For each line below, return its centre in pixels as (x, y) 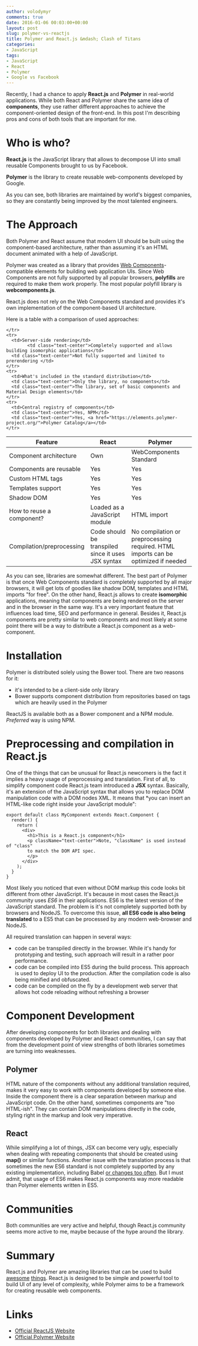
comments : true (25, 17)
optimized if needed (159, 561)
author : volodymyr (29, 11)
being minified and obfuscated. (52, 979)
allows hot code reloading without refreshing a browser (82, 992)
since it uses (108, 554)
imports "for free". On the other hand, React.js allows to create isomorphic (97, 594)
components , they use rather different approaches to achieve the (86, 107)
